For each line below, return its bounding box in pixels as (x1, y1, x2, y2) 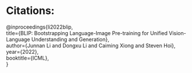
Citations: (6, 4, 55, 18)
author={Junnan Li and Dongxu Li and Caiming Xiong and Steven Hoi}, (6, 42, 176, 49)
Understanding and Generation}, (31, 36, 110, 43)
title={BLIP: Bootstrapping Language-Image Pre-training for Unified (6, 29, 168, 36)
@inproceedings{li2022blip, (6, 23, 73, 30)
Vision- (169, 29, 187, 36)
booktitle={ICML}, (6, 54, 49, 61)
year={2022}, (6, 48, 39, 55)
